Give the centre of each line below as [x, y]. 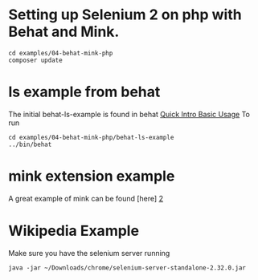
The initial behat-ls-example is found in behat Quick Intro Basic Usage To [129, 114]
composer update [35, 60]
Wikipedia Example [74, 231]
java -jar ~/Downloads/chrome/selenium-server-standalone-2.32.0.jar [127, 268]
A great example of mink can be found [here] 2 [86, 198]
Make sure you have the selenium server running [89, 253]
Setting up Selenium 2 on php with [125, 15]
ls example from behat [84, 92]
